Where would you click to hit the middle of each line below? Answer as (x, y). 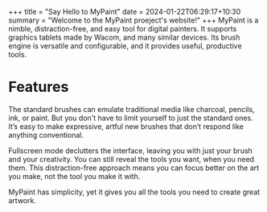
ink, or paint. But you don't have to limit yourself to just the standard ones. (131, 118)
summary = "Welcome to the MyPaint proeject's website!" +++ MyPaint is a (133, 20)
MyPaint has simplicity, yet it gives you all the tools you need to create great (134, 192)
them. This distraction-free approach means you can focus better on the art (134, 168)
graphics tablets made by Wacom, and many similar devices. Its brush (124, 37)
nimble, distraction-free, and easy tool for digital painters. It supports (123, 29)
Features (39, 87)
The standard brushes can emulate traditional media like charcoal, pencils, (131, 109)
